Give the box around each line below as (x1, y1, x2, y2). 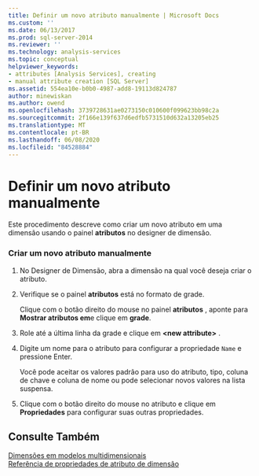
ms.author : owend (8, 99, 65, 107)
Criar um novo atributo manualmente (8, 248, 151, 259)
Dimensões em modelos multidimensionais (8, 451, 147, 460)
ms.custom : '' (8, 19, 55, 27)
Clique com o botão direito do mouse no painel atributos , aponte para (19, 304, 249, 314)
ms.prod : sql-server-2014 (8, 33, 93, 42)
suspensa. (19, 383, 53, 393)
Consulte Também (8, 430, 100, 443)
